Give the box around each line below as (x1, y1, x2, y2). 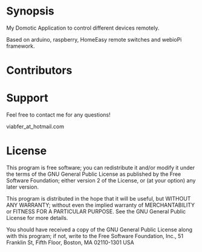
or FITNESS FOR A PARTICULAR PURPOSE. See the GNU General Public (6, 208, 186, 215)
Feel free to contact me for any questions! (6, 111, 111, 118)
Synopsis (6, 4, 54, 18)
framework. (6, 42, 35, 50)
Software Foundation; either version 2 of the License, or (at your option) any (6, 177, 196, 184)
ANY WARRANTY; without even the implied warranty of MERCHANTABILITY (6, 201, 195, 208)
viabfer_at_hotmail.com (6, 123, 65, 131)
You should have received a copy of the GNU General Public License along (6, 226, 192, 233)
